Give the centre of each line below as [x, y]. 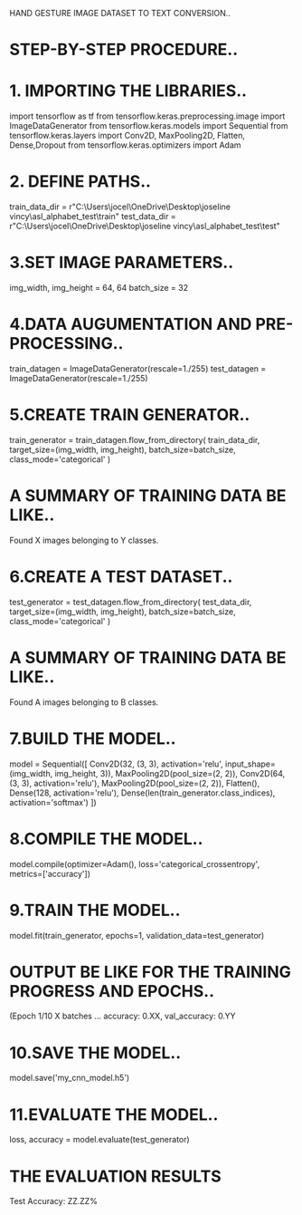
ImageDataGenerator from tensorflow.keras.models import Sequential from [149, 126]
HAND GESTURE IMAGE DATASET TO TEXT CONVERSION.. [120, 13]
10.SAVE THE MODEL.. [95, 1052]
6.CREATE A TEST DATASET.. [121, 577]
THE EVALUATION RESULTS [115, 1176]
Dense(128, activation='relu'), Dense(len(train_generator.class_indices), [142, 793]
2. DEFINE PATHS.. [80, 182]
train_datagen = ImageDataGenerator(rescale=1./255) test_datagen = [138, 368]
